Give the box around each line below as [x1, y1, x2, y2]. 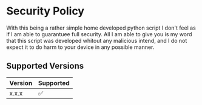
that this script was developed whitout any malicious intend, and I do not [6, 37, 187, 44]
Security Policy [6, 4, 85, 18]
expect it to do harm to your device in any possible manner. [6, 43, 155, 51]
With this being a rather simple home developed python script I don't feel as [6, 24, 196, 31]
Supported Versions [6, 61, 84, 71]
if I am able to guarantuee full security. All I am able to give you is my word [6, 30, 192, 37]
